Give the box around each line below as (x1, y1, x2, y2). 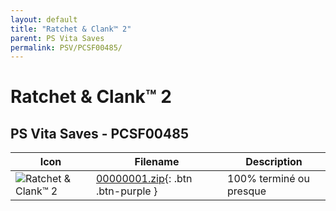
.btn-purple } (95, 184, 158, 198)
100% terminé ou (227, 172, 310, 186)
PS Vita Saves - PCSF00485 (10, 125, 189, 142)
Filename (134, 155, 180, 169)
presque (227, 184, 267, 198)
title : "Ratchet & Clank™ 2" (10, 24, 132, 34)
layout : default (10, 14, 78, 25)
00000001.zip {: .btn (95, 172, 193, 186)
